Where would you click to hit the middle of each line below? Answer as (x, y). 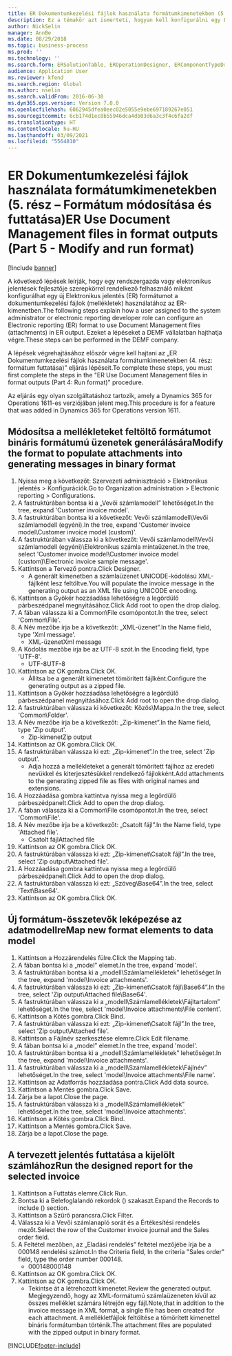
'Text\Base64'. (38, 890)
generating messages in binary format (92, 465)
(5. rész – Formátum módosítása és (110, 205)
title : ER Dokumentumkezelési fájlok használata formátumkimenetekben (111, 13)
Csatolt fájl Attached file (61, 839)
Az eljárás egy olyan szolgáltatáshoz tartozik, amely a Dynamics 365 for (110, 396)
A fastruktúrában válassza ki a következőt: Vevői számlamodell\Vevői (116, 539)
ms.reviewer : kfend (36, 77)
